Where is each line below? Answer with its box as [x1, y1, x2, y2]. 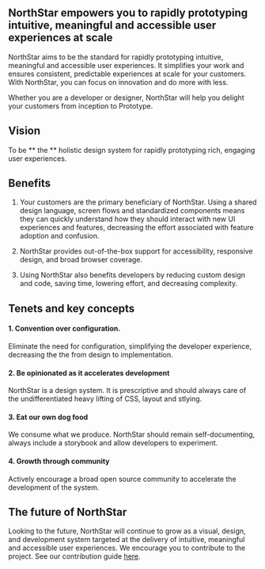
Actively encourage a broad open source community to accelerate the [8, 474, 237, 483]
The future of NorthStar [8, 506, 127, 519]
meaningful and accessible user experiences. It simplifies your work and [8, 60, 244, 70]
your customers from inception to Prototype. [8, 101, 153, 110]
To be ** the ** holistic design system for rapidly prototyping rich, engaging [8, 145, 256, 155]
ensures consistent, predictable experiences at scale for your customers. [8, 69, 247, 78]
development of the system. [8, 483, 100, 492]
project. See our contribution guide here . [8, 552, 141, 561]
